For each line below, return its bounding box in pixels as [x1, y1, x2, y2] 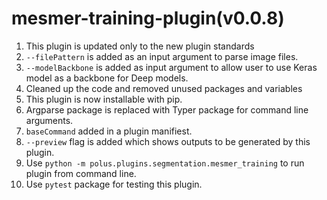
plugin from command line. [25, 167, 137, 179]
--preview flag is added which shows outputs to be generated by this [25, 135, 311, 147]
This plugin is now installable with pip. [25, 93, 183, 105]
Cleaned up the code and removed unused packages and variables [25, 82, 303, 94]
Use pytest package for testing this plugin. [25, 178, 203, 190]
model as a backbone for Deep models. [25, 72, 189, 84]
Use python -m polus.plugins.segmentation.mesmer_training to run [25, 157, 305, 169]
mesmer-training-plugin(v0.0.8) [11, 7, 285, 30]
